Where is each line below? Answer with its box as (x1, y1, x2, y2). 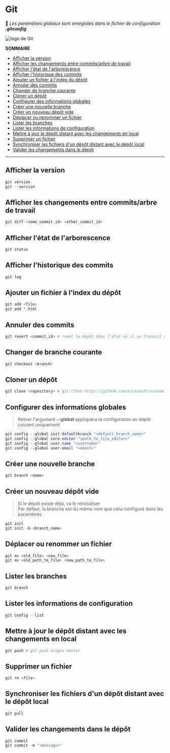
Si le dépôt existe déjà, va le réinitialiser (17, 500, 100, 506)
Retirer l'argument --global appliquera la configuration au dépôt (17, 416, 151, 422)
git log (5, 274, 22, 280)
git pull (5, 710, 24, 716)
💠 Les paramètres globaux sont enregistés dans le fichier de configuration (5, 20, 161, 26)
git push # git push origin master (5, 648, 80, 653)
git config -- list (5, 613, 44, 618)
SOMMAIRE (5, 45, 30, 51)
